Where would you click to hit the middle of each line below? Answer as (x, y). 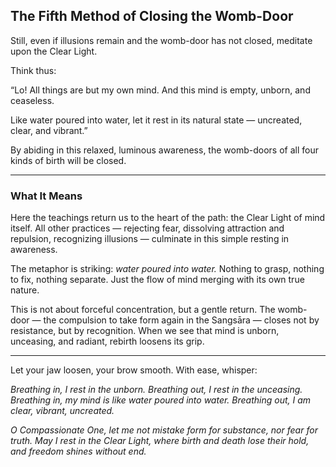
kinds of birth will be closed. (68, 160)
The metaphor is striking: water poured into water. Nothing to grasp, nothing (167, 269)
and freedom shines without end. (78, 451)
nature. (25, 290)
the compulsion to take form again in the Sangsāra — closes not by (181, 320)
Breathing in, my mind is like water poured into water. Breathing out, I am (161, 400)
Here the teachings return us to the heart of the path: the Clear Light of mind (168, 218)
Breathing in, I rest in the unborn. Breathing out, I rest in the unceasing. (156, 390)
